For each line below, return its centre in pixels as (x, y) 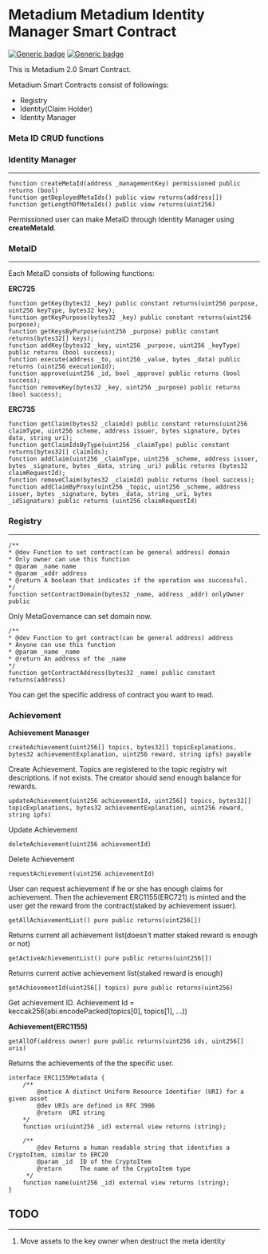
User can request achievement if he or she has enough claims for (116, 889)
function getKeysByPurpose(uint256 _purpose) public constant (114, 332)
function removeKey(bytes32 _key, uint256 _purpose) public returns (124, 388)
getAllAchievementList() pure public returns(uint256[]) (105, 921)
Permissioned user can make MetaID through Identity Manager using (121, 220)
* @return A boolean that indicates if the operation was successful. (128, 580)
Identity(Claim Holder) (56, 109)
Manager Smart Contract (93, 32)
